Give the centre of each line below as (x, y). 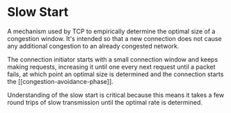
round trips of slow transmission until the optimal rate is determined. (105, 102)
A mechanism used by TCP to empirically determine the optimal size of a (111, 31)
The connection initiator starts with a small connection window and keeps (113, 59)
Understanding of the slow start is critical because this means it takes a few (116, 95)
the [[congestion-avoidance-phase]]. (60, 81)
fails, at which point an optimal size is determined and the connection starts (115, 74)
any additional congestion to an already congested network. (93, 46)
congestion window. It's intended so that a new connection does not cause (114, 38)
